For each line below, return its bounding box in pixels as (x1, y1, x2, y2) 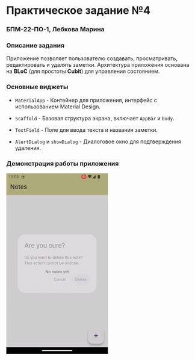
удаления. (14, 144, 41, 151)
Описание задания (6, 42, 65, 50)
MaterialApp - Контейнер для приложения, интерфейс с (14, 96, 158, 104)
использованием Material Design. (14, 103, 101, 110)
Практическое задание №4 (6, 4, 150, 17)
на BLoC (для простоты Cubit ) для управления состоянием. (6, 67, 160, 75)
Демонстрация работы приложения (6, 159, 119, 167)
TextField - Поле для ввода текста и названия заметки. (14, 126, 158, 133)
